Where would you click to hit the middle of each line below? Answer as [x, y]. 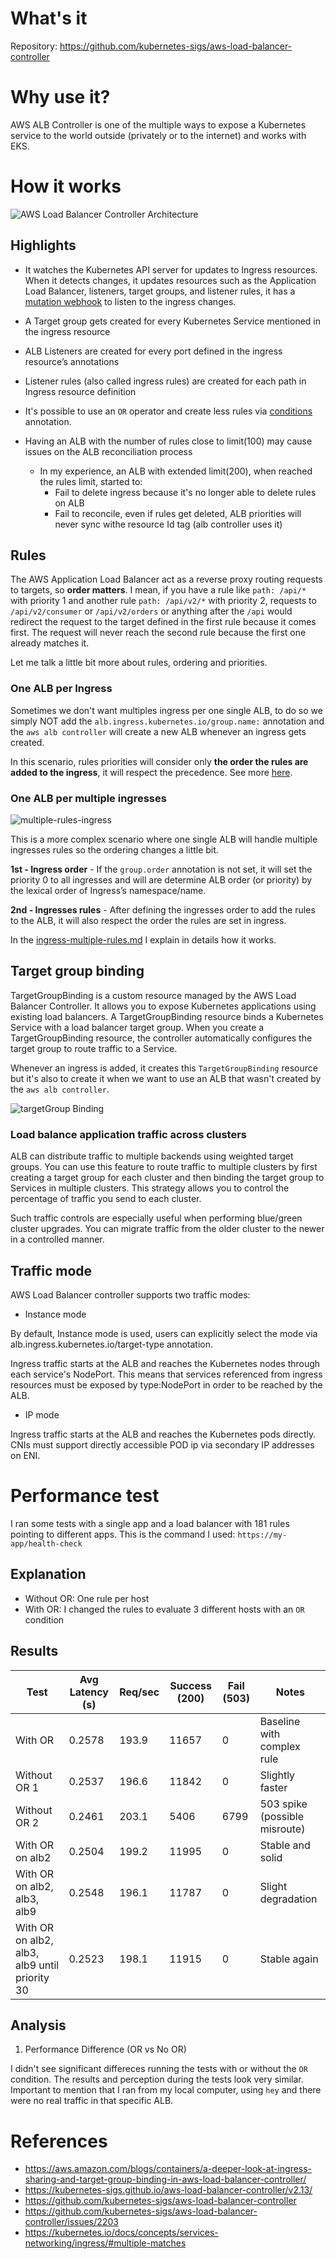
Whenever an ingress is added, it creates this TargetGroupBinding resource [164, 1068]
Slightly [277, 1775]
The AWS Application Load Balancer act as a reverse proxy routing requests [166, 579]
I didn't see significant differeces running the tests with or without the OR [159, 2069]
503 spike [283, 1804]
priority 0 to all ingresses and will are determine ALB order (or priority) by [161, 880]
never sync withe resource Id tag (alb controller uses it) [168, 524]
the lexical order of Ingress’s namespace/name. [108, 891]
